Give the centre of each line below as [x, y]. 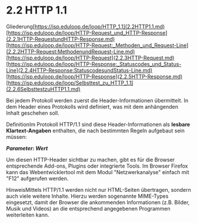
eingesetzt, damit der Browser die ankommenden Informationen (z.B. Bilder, [98, 202]
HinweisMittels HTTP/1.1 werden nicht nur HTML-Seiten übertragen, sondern [98, 189]
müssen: [16, 137]
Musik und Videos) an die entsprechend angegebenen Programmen [88, 208]
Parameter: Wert [27, 148]
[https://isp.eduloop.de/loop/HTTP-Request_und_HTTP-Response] [87, 32]
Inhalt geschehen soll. [33, 113]
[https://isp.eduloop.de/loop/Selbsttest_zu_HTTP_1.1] [70, 82]
